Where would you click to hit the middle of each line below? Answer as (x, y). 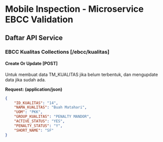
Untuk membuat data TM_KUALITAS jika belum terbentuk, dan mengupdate (82, 74)
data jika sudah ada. (25, 79)
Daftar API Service (34, 38)
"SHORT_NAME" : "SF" (34, 130)
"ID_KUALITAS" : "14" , (36, 103)
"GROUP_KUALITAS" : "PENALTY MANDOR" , (53, 117)
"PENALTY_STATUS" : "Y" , (38, 126)
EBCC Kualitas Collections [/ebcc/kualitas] (57, 52)
